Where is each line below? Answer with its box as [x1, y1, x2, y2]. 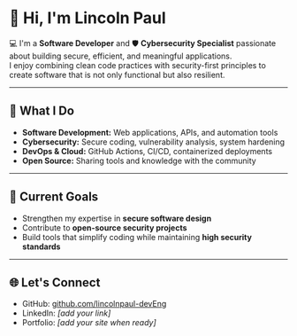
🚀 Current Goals [9, 190, 99, 205]
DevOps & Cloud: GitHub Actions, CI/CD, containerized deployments [21, 145, 272, 156]
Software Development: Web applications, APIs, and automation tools [21, 127, 278, 137]
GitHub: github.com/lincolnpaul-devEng [21, 299, 167, 309]
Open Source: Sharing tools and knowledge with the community [21, 155, 256, 166]
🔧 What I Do [9, 104, 75, 119]
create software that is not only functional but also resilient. [9, 69, 225, 80]
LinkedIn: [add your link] [21, 308, 111, 318]
